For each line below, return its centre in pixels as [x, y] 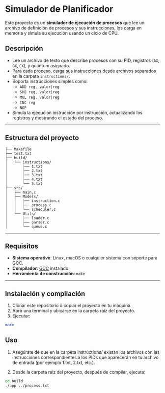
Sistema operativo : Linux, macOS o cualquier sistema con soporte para [85, 258]
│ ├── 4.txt [24, 179]
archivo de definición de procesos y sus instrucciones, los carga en [73, 28]
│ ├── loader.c [27, 218]
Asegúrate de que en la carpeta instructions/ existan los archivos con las [86, 352]
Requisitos [22, 246]
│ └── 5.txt [24, 183]
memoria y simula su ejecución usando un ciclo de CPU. [62, 33]
